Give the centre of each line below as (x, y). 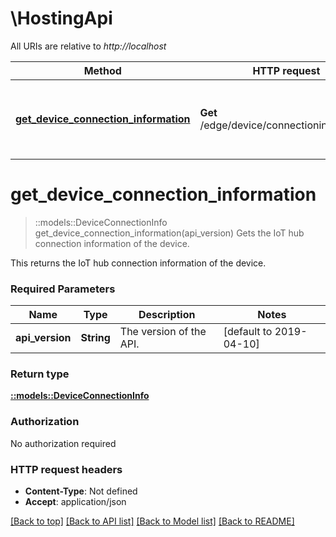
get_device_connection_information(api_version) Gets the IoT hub (169, 233)
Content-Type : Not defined (81, 491)
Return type (40, 374)
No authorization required (63, 443)
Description (167, 315)
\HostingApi (61, 18)
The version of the (163, 332)
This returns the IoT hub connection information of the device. (138, 263)
